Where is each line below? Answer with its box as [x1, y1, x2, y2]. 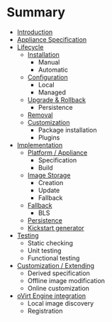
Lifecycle [16, 43, 44, 51]
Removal [27, 111, 53, 119]
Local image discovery [27, 299, 94, 307]
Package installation [38, 126, 97, 134]
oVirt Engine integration [16, 292, 86, 300]
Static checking [27, 238, 74, 247]
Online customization [27, 284, 90, 292]
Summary [6, 4, 65, 21]
